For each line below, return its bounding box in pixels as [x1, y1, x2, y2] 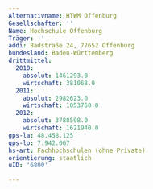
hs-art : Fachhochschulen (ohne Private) [8, 146, 147, 154]
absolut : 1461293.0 [23, 72, 89, 80]
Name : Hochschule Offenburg [8, 27, 103, 35]
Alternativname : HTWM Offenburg [8, 11, 117, 20]
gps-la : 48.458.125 [8, 131, 74, 139]
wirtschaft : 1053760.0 [23, 101, 99, 109]
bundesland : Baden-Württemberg [8, 49, 114, 57]
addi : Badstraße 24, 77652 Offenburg [8, 42, 135, 50]
